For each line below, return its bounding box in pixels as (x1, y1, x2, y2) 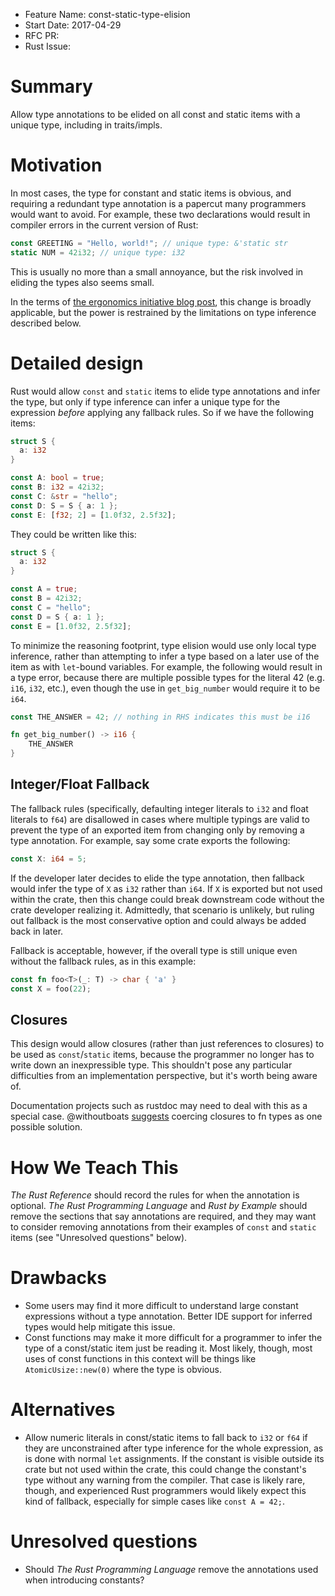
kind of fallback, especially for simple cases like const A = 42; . (24, 1495, 285, 1508)
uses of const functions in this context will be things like (24, 1353, 257, 1365)
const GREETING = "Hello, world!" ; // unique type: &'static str (10, 238, 288, 248)
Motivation (10, 154, 103, 177)
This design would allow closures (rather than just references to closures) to (10, 1038, 325, 1050)
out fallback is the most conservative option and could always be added (10, 914, 307, 926)
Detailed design (10, 352, 144, 374)
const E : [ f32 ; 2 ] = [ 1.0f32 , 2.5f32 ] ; (10, 510, 177, 520)
